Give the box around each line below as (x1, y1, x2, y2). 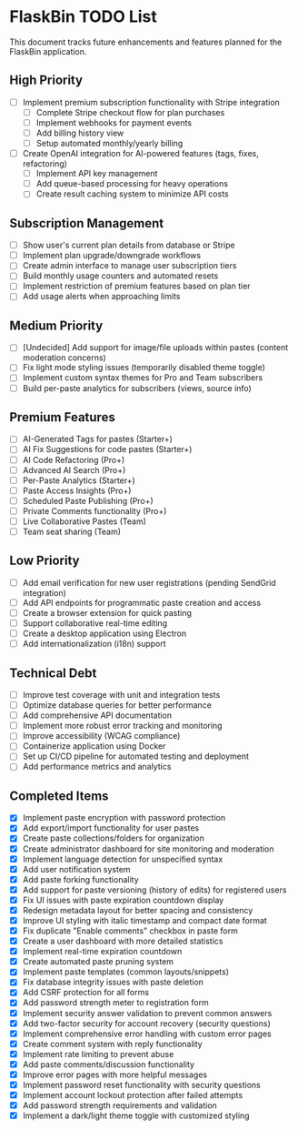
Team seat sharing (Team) (22, 526, 121, 537)
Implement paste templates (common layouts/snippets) (22, 966, 230, 977)
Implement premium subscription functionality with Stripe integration (22, 96, 280, 107)
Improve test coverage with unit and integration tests (22, 690, 221, 700)
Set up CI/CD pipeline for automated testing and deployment (22, 751, 250, 762)
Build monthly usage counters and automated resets (22, 270, 219, 281)
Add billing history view (35, 127, 124, 138)
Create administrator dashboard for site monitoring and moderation (22, 843, 274, 854)
